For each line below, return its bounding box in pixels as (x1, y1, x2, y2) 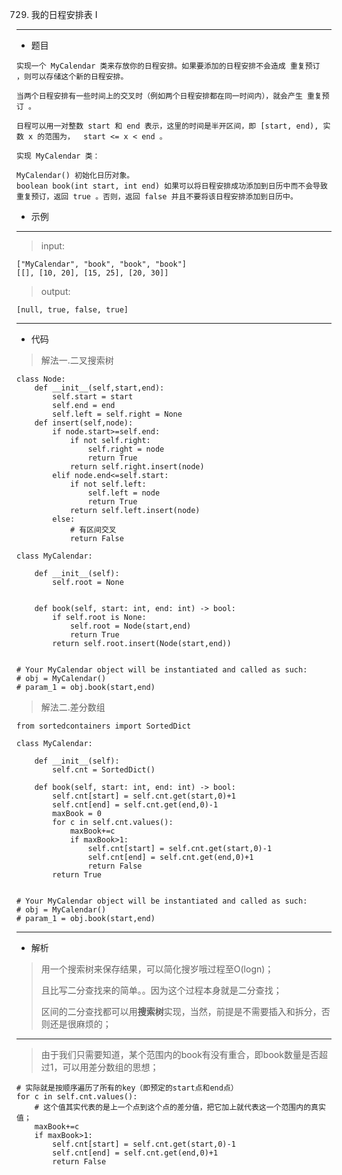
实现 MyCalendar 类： (16, 151, 101, 161)
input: (40, 240, 65, 252)
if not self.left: (69, 479, 147, 489)
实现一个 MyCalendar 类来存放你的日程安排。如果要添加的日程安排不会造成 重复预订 (16, 61, 321, 71)
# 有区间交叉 (69, 525, 117, 535)
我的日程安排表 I (30, 9, 98, 20)
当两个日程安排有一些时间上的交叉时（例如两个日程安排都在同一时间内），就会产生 (16, 91, 303, 101)
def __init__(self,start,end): (34, 383, 165, 393)
